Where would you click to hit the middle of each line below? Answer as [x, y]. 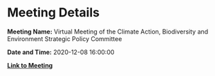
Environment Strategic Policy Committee [65, 38]
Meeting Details [54, 13]
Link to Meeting [30, 65]
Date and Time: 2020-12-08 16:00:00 [61, 52]
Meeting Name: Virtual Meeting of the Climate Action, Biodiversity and [108, 31]
